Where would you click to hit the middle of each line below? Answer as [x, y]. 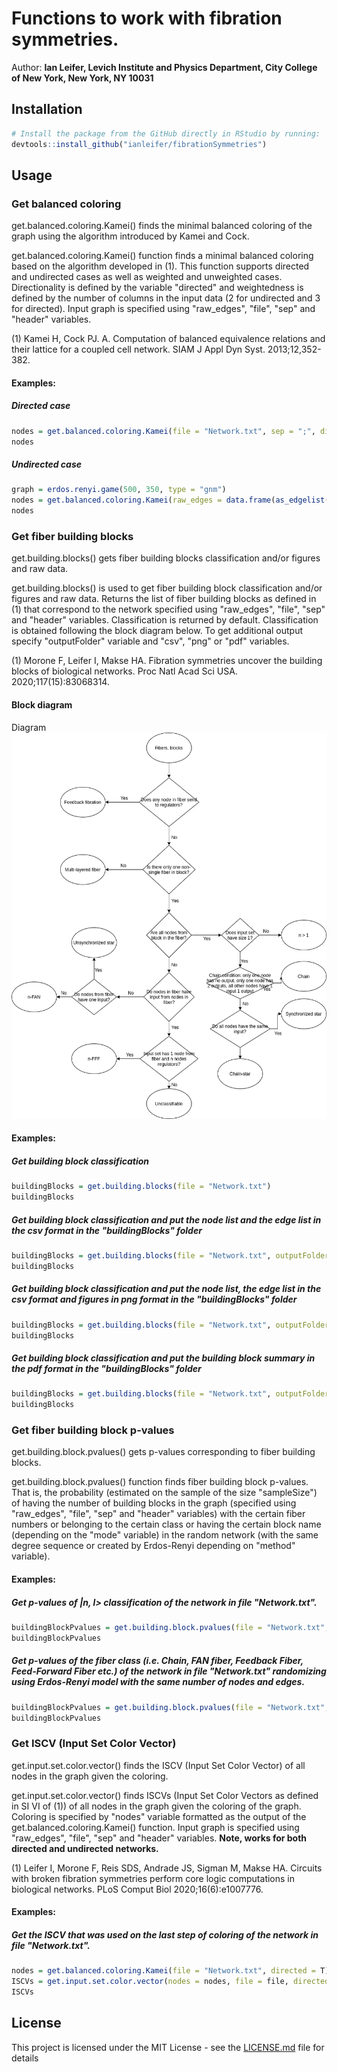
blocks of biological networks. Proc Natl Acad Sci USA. [124, 671]
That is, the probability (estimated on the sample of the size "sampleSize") [164, 1493]
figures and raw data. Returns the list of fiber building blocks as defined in [164, 599]
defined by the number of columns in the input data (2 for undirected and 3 [166, 298]
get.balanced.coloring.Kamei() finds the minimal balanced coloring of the [162, 226]
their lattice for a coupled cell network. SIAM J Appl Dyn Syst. [138, 349]
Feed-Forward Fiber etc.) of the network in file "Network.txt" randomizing [169, 1671]
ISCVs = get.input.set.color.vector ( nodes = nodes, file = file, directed [170, 1982]
